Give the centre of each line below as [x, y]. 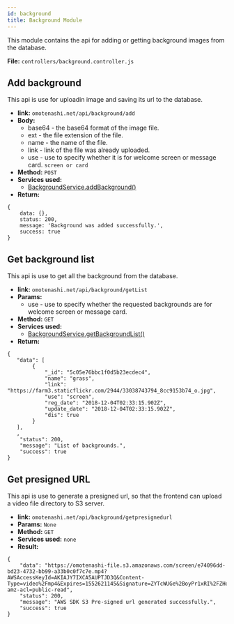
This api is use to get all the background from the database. [93, 276]
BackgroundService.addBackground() [82, 187]
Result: [28, 546]
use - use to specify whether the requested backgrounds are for [120, 305]
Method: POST [37, 172]
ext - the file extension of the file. [75, 135]
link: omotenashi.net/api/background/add [76, 113]
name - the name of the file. [68, 143]
